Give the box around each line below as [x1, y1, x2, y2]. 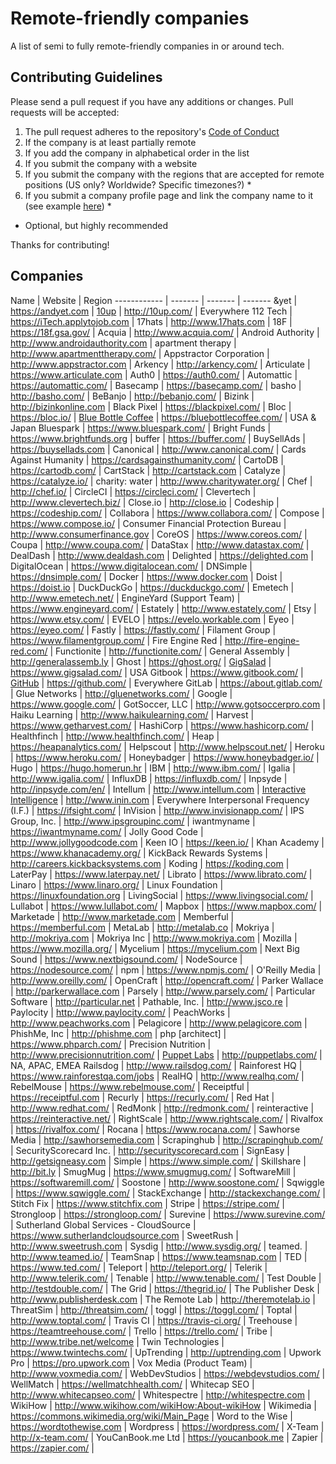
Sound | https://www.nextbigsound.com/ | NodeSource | [10, 953, 243, 965]
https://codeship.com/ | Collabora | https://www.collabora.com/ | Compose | [10, 507, 325, 519]
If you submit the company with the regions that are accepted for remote [24, 168, 325, 180]
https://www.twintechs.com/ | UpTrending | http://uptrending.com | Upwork [10, 1346, 322, 1358]
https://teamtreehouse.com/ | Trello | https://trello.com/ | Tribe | [10, 1325, 273, 1337]
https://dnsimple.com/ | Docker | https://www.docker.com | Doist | [10, 570, 283, 582]
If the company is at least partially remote [24, 136, 197, 148]
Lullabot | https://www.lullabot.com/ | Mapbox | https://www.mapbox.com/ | [10, 900, 323, 912]
